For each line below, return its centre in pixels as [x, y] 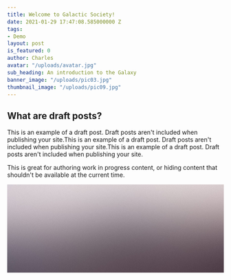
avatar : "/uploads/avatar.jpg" [52, 65]
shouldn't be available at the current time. [66, 175]
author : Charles [30, 58]
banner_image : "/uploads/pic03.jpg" [59, 80]
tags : [15, 29]
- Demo [16, 36]
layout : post [26, 44]
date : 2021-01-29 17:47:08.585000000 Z [64, 22]
